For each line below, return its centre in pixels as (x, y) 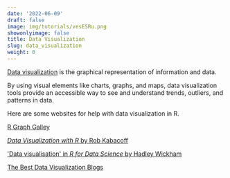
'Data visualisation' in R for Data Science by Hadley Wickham (95, 154)
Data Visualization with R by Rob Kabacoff (68, 140)
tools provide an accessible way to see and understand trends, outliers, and (115, 92)
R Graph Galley (29, 127)
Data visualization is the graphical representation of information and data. (112, 72)
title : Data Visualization (46, 39)
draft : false (26, 20)
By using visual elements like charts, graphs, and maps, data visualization (112, 85)
